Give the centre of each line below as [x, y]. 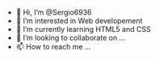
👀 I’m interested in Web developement [79, 21]
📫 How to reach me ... [53, 47]
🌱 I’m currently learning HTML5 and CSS [83, 29]
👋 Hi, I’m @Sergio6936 [54, 12]
